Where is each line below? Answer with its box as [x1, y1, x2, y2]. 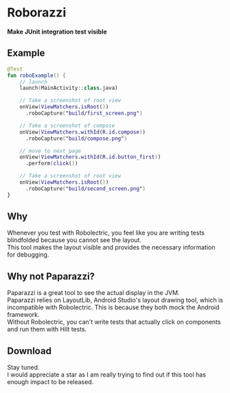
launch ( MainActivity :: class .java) [19, 84, 118, 92]
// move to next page [19, 147, 81, 154]
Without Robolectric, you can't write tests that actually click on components [7, 318, 221, 326]
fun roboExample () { [7, 72, 67, 79]
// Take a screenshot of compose [19, 122, 115, 129]
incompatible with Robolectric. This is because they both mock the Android [7, 303, 220, 311]
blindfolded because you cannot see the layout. [7, 236, 142, 244]
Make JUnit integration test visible [7, 27, 108, 36]
